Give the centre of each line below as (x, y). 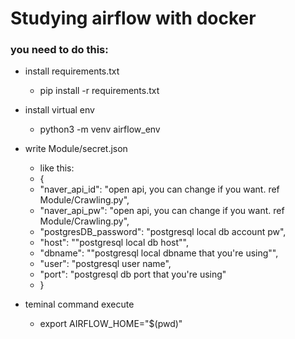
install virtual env (59, 110)
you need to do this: (59, 50)
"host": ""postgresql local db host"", (114, 243)
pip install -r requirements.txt (99, 91)
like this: (57, 168)
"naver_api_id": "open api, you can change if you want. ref (159, 189)
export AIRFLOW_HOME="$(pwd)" (111, 324)
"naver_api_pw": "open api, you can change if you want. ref (162, 211)
